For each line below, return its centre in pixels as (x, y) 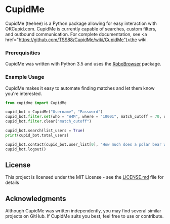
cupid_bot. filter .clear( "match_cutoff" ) (49, 121)
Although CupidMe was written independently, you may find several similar (83, 211)
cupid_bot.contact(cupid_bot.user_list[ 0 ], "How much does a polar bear (83, 144)
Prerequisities (23, 53)
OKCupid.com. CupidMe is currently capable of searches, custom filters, (81, 28)
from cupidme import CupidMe (36, 103)
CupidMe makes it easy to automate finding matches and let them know (80, 88)
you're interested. (24, 93)
